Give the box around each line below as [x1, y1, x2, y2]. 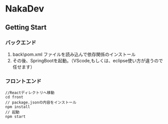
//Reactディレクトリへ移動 [5, 90, 55, 95]
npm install [5, 104, 30, 109]
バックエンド [5, 39, 37, 46]
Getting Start [5, 23, 47, 32]
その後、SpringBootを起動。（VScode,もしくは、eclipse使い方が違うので [12, 57, 163, 63]
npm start [5, 114, 26, 119]
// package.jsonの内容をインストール [5, 100, 77, 105]
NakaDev [5, 3, 44, 15]
